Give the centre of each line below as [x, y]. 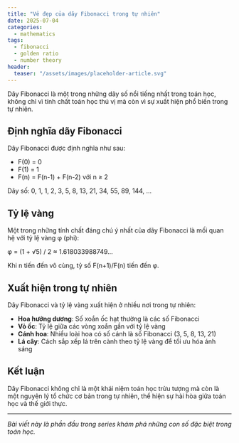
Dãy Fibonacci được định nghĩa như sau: [67, 148]
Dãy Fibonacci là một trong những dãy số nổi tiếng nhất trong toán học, [112, 94]
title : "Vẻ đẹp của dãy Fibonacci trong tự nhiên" [84, 14]
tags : [15, 41]
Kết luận [26, 372]
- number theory [38, 60]
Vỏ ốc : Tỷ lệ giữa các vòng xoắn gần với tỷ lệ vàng [91, 326]
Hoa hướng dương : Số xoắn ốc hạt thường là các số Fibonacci [108, 319]
